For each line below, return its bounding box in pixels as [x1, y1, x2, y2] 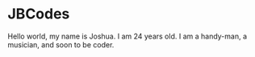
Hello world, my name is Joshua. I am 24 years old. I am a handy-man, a [7, 31, 248, 41]
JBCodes [7, 5, 70, 23]
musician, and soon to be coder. [7, 39, 115, 49]
